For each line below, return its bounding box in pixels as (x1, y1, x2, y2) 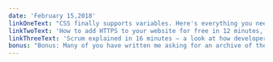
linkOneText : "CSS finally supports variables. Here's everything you (8, 19, 253, 27)
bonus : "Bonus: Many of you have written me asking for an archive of (8, 42, 253, 50)
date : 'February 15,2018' (8, 11, 96, 20)
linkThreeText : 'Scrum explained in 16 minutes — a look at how (8, 34, 231, 43)
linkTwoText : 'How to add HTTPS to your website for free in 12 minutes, (8, 27, 264, 35)
